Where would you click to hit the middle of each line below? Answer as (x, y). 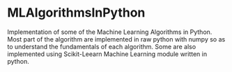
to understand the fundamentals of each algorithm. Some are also (102, 46)
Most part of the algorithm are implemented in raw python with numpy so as (116, 39)
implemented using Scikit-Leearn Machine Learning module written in (107, 54)
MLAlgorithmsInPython (76, 13)
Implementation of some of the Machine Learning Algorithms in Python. (110, 32)
